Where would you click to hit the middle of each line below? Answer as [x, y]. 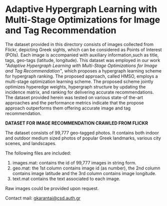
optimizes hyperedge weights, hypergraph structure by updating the [75, 86]
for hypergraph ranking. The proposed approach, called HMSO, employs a [82, 76]
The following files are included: [38, 153]
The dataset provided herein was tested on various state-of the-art [74, 97]
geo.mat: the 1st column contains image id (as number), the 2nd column [86, 168]
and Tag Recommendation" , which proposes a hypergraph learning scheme [83, 70]
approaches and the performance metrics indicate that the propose [74, 102]
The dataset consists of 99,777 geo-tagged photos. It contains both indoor [82, 132]
